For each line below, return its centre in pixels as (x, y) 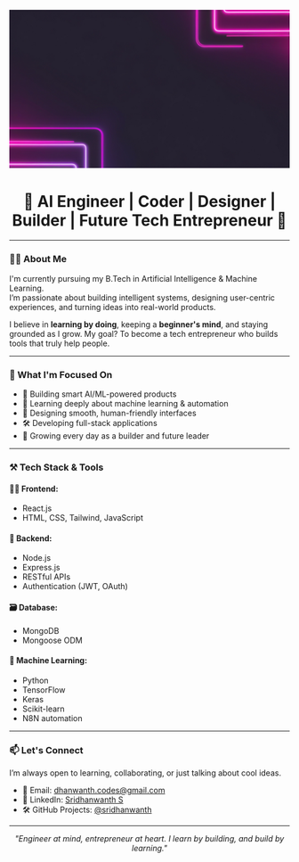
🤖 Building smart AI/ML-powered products (99, 394)
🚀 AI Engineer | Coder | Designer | (149, 201)
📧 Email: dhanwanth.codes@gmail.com (93, 791)
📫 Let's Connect (46, 750)
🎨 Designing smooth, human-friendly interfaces (109, 413)
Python (35, 680)
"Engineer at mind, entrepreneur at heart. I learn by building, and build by (149, 839)
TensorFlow (44, 690)
